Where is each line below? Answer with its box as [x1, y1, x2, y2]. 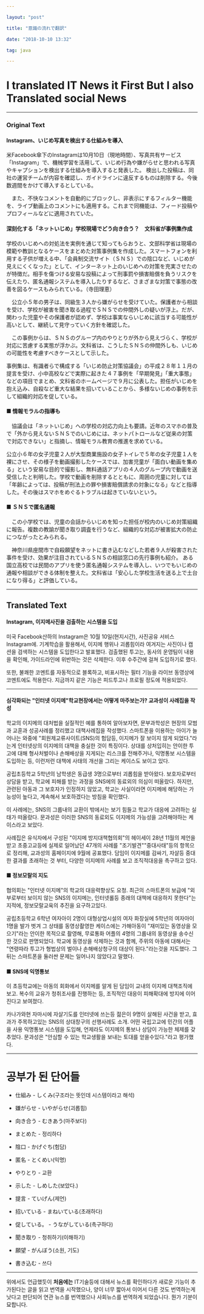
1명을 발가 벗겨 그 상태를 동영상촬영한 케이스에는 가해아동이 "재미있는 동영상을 [6, 922, 191, 930]
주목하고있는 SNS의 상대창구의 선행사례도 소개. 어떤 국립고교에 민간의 [17, 1018, 183, 1026]
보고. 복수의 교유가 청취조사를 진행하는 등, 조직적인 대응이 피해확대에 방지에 [6, 990, 185, 998]
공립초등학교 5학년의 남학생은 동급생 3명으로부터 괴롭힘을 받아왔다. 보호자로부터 [6, 770, 196, 777]
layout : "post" [6, 14, 45, 20]
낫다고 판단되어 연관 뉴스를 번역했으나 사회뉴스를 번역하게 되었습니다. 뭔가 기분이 [6, 1293, 198, 1301]
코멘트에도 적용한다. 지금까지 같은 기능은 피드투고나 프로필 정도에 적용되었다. [6, 676, 188, 683]
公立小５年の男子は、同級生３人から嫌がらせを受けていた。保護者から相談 [11, 298, 198, 305]
